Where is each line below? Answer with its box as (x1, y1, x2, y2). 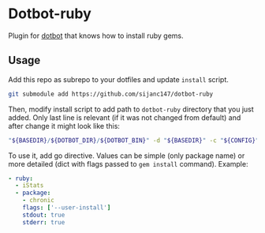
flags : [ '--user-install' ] (22, 204, 111, 212)
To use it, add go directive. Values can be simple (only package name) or (8, 151, 245, 160)
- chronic (22, 197, 55, 205)
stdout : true (22, 211, 65, 219)
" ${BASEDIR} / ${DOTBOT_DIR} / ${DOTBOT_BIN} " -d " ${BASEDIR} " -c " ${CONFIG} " (8, 136, 259, 145)
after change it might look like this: (8, 121, 121, 130)
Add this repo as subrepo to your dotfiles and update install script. (8, 74, 229, 84)
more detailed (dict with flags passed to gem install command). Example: (8, 159, 248, 168)
